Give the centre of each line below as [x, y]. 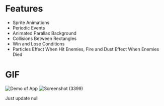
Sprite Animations [31, 22]
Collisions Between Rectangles [45, 38]
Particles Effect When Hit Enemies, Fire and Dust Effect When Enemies [86, 49]
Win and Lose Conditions [38, 43]
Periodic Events [29, 27]
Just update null [22, 98]
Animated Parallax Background [45, 33]
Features [24, 9]
